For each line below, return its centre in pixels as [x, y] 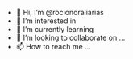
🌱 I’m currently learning [55, 29]
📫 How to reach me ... [53, 47]
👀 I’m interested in [46, 21]
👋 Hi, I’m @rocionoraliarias [60, 12]
